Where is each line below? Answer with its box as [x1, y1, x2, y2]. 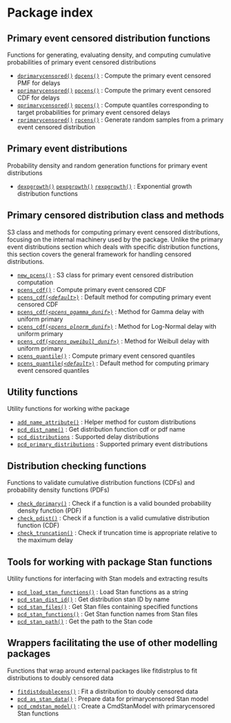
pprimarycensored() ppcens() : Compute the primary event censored [17, 86, 212, 94]
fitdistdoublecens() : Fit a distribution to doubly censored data [17, 687, 199, 695]
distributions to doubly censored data [7, 673, 114, 682]
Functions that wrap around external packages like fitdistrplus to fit [7, 666, 198, 675]
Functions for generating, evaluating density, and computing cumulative [7, 51, 212, 59]
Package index [7, 5, 94, 21]
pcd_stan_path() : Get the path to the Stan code [17, 617, 153, 625]
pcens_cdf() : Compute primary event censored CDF [17, 285, 167, 293]
